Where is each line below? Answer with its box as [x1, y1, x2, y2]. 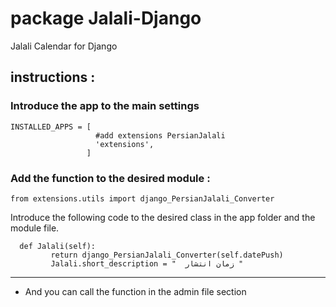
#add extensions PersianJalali [95, 130, 226, 141]
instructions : [10, 69, 96, 86]
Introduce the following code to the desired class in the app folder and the [10, 211, 316, 223]
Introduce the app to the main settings [10, 99, 200, 113]
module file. [10, 222, 60, 234]
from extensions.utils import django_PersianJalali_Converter [10, 193, 275, 204]
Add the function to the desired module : [10, 171, 211, 185]
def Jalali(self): [19, 241, 97, 251]
